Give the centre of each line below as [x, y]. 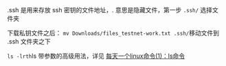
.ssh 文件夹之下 [29, 42]
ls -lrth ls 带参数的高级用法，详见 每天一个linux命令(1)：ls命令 [96, 56]
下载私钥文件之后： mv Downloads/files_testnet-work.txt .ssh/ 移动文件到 [113, 33]
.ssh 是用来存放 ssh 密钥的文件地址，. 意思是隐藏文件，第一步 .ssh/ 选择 [110, 10]
